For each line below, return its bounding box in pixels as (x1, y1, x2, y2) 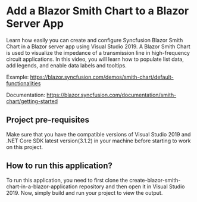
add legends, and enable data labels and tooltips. (6, 61, 127, 69)
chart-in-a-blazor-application (6, 183, 79, 190)
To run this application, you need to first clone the (6, 176, 129, 184)
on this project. (6, 143, 43, 150)
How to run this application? (6, 161, 113, 171)
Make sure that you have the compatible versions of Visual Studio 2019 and (6, 130, 191, 138)
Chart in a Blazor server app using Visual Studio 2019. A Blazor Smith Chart (6, 43, 190, 50)
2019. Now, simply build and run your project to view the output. (6, 189, 163, 196)
